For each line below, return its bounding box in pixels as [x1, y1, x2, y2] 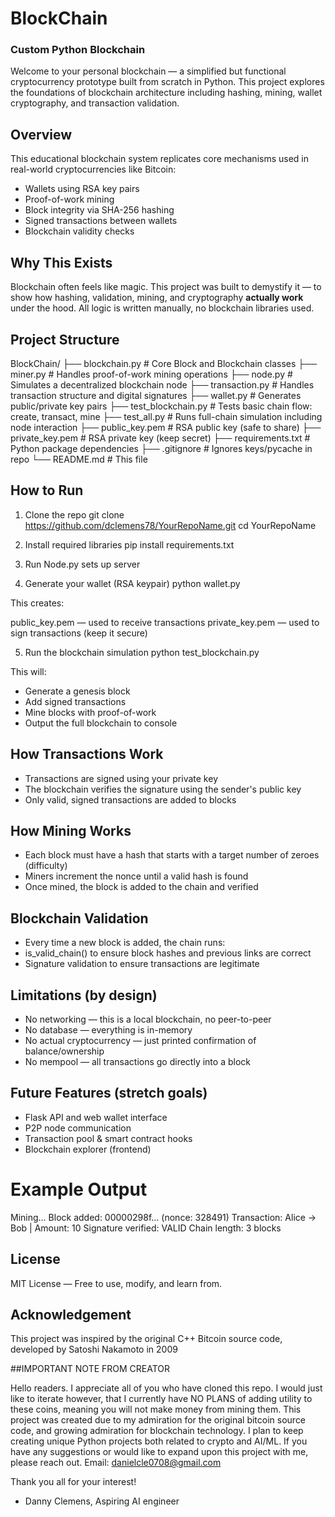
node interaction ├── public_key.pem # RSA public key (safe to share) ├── [10, 421, 322, 433]
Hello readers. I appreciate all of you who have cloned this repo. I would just [10, 1382, 323, 1394]
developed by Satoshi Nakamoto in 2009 [10, 1343, 178, 1356]
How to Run [10, 482, 84, 499]
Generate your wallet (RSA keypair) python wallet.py [24, 577, 241, 589]
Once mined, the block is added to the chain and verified [24, 881, 259, 893]
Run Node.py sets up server [24, 558, 141, 570]
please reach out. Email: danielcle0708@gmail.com [10, 1457, 222, 1469]
